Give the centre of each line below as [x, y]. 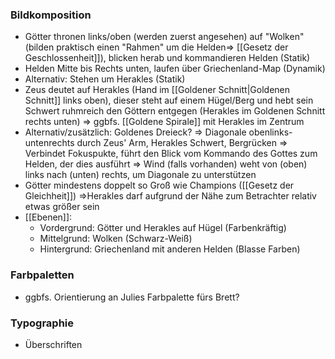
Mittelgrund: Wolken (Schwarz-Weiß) [116, 239]
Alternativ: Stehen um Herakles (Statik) [105, 79]
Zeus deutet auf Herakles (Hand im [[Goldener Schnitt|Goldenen [157, 90]
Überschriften [53, 344]
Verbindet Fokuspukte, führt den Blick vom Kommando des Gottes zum [171, 154]
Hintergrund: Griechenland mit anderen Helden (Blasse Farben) [170, 249]
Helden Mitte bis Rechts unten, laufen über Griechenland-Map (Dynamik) [175, 69]
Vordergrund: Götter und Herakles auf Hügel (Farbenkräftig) [163, 228]
